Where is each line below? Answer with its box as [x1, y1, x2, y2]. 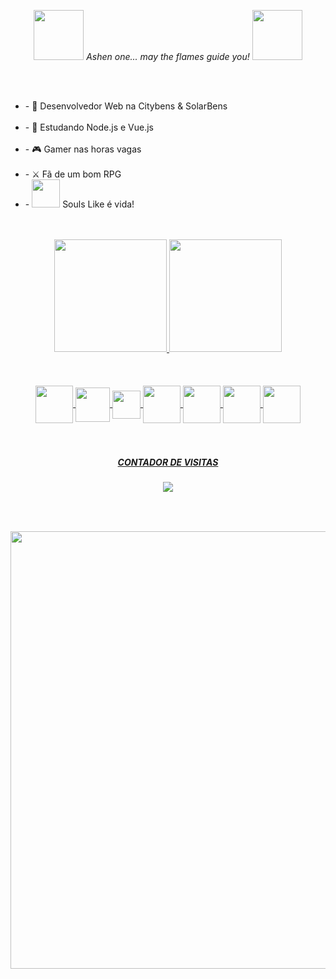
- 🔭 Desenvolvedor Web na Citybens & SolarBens [24, 100, 228, 112]
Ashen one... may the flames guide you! [86, 51, 250, 62]
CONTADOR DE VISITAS [117, 456, 219, 468]
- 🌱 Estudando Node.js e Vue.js [24, 121, 155, 133]
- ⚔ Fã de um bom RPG [24, 168, 122, 180]
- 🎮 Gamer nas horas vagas [24, 143, 142, 155]
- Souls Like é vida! [24, 198, 135, 210]
